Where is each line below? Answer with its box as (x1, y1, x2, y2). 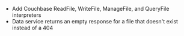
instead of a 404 (11, 24, 54, 31)
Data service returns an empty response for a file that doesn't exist (11, 18, 179, 25)
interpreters (11, 11, 41, 19)
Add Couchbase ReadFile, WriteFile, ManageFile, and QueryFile (11, 5, 170, 12)
